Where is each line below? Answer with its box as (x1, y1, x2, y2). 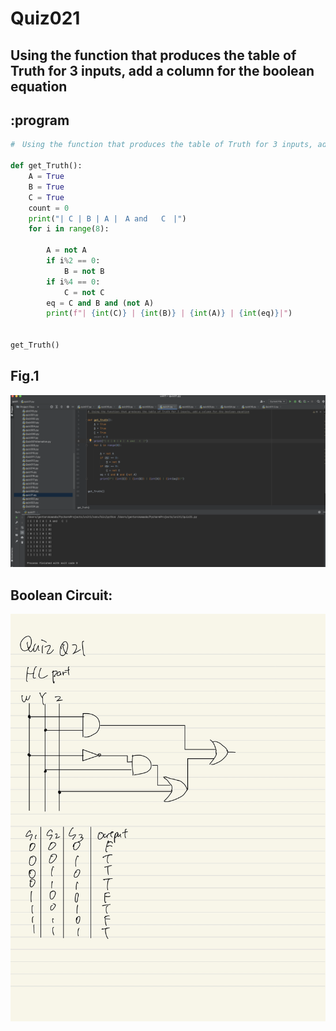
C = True (28, 192, 65, 202)
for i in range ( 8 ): (28, 224, 110, 234)
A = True (28, 172, 65, 182)
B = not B (63, 266, 105, 276)
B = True (28, 182, 65, 192)
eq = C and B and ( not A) (46, 298, 155, 308)
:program (10, 112, 70, 129)
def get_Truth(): (10, 161, 83, 171)
